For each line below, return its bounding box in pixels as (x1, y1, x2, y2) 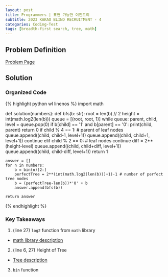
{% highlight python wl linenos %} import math (5, 100, 104, 107)
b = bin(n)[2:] (14, 167, 47, 172)
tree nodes (5, 176, 29, 181)
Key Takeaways (5, 215, 45, 222)
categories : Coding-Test (5, 21, 58, 27)
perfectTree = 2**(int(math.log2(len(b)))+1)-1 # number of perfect (14, 171, 163, 177)
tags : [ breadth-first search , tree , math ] (5, 27, 97, 32)
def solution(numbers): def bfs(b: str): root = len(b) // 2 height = (5, 110, 139, 116)
